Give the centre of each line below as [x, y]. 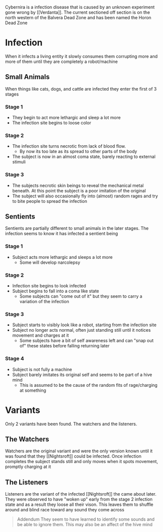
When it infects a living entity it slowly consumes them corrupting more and [81, 56]
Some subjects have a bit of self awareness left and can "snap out [86, 341]
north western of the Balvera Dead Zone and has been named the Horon [78, 17]
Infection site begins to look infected [49, 286]
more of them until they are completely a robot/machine [61, 62]
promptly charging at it [28, 467]
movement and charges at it [41, 335]
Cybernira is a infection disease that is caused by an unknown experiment [80, 7]
